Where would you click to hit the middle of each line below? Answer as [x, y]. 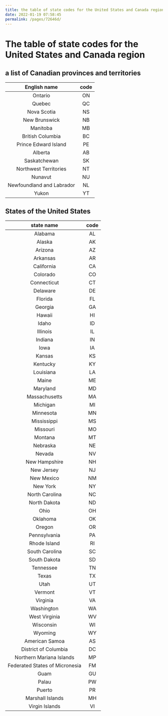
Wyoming [44, 633]
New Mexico [44, 478]
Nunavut [41, 177]
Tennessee [44, 568]
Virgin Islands [44, 706]
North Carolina [44, 494]
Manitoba [41, 128]
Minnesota [45, 413]
